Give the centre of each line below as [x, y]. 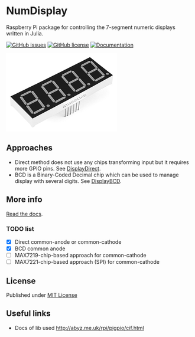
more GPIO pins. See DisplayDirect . [58, 168]
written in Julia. [25, 33]
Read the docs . [25, 214]
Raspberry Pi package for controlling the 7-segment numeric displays [91, 27]
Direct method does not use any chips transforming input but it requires [102, 162]
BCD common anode [40, 248]
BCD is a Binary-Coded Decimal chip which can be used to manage [97, 175]
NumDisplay [37, 11]
